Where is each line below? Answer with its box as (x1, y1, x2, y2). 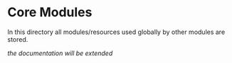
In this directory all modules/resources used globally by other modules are (7, 28, 226, 36)
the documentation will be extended (7, 49, 113, 57)
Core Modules (7, 4, 93, 21)
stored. (7, 35, 28, 43)
